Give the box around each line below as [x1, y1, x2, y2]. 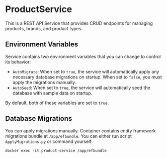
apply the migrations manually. [12, 79, 76, 85]
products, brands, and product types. [5, 25, 83, 31]
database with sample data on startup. [12, 90, 93, 96]
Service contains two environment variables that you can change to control [5, 53, 161, 59]
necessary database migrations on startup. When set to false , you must [12, 74, 162, 80]
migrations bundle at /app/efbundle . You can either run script [5, 133, 132, 139]
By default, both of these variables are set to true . [5, 100, 109, 106]
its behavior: [5, 59, 31, 65]
